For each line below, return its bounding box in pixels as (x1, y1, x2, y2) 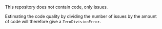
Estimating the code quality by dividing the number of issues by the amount (5, 14, 157, 19)
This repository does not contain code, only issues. (5, 4, 108, 10)
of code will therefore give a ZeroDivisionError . (5, 19, 101, 24)
